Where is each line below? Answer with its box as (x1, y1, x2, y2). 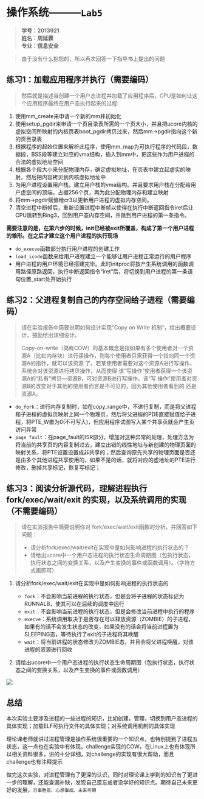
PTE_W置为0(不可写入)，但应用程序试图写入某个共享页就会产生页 (31, 418, 195, 425)
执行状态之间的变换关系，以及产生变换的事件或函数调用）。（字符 (30, 559, 190, 566)
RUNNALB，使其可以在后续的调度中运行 (24, 600, 124, 608)
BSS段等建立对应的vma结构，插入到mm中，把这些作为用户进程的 (31, 150, 195, 158)
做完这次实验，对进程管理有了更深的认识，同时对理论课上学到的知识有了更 (6, 771, 192, 778)
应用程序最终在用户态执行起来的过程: (26, 99, 119, 107)
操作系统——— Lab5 (6, 5, 103, 19)
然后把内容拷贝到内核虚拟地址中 (25, 173, 106, 180)
